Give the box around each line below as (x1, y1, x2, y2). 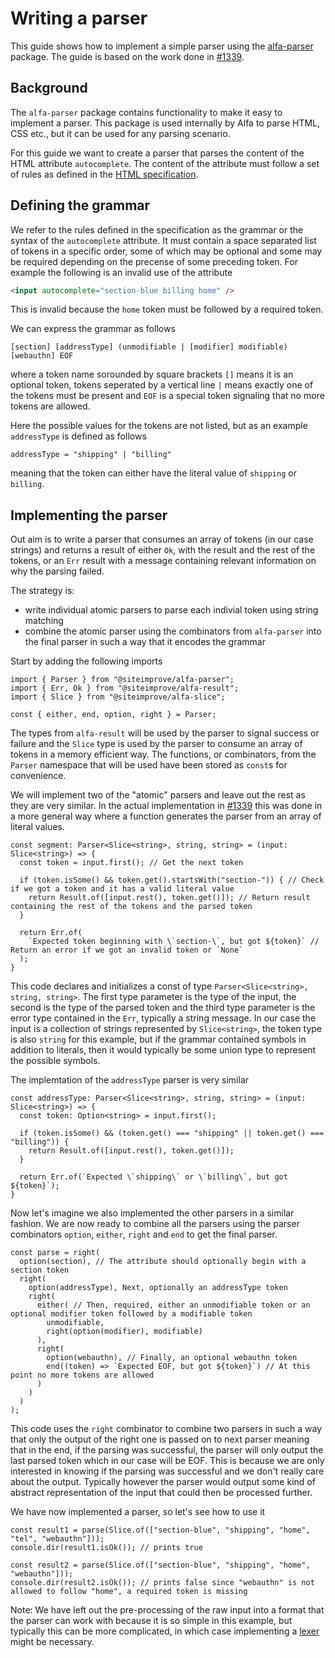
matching (24, 615, 64, 627)
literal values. (10, 821, 65, 833)
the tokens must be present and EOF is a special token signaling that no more (10, 390, 325, 402)
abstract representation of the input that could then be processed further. (10, 1487, 313, 1499)
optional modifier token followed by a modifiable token (10, 1309, 253, 1319)
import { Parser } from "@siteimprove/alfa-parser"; (10, 675, 235, 685)
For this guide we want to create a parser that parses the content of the (10, 147, 305, 159)
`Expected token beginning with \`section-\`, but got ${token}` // (28, 937, 320, 947)
